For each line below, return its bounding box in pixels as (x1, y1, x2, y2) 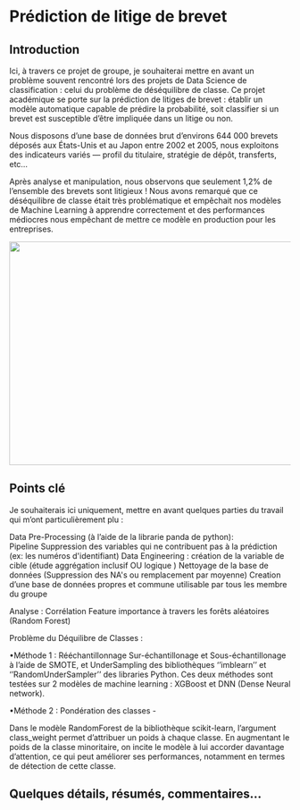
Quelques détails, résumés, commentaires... (9, 787, 262, 802)
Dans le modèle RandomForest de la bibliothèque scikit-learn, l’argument (9, 722, 277, 733)
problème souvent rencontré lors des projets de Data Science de (9, 75, 247, 86)
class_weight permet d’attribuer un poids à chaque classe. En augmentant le (9, 731, 290, 743)
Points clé (9, 481, 65, 496)
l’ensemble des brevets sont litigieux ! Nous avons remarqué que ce (9, 186, 259, 196)
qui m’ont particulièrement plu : (9, 514, 124, 525)
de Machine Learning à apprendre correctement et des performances (9, 205, 265, 215)
